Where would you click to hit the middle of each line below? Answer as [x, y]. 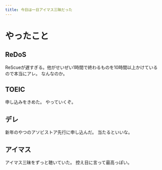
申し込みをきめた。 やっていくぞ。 [40, 102]
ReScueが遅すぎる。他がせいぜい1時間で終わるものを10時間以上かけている [81, 67]
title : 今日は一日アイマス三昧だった [39, 10]
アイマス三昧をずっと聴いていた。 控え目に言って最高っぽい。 [69, 163]
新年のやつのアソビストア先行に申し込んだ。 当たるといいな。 [69, 132]
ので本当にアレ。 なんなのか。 [36, 73]
